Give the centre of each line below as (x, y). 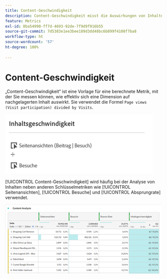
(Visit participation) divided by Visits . (49, 107)
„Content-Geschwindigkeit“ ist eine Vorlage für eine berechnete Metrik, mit (82, 91)
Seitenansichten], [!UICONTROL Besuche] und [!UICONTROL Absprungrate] (83, 192)
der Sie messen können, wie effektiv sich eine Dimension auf (68, 96)
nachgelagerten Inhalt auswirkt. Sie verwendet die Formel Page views (76, 102)
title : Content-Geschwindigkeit (39, 10)
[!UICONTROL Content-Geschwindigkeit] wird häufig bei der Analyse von (80, 182)
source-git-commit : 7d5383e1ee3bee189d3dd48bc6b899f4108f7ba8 (71, 32)
